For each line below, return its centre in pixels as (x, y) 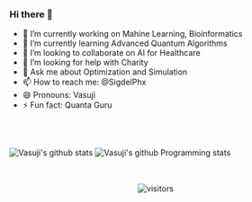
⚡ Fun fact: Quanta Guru (67, 105)
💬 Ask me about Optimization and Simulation (105, 72)
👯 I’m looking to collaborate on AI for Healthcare (111, 53)
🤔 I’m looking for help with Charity (85, 63)
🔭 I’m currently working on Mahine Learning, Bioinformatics (132, 34)
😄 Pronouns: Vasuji (59, 95)
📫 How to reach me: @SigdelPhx (84, 82)
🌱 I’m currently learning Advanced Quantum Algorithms (125, 43)
